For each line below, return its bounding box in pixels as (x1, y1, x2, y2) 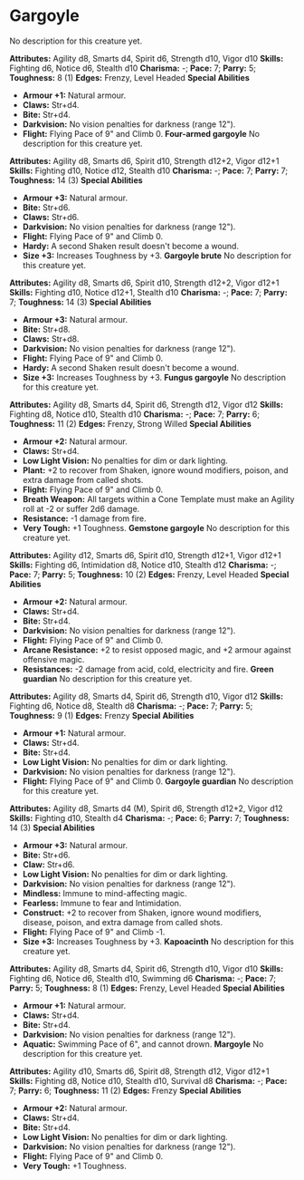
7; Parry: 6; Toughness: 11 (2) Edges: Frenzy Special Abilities (9, 1085, 242, 1096)
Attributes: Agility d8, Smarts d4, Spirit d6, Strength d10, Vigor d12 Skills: (9, 691, 283, 701)
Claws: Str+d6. (22, 211, 80, 222)
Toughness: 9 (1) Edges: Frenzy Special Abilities (9, 710, 195, 721)
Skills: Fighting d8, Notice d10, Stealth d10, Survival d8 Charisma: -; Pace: (9, 1075, 288, 1086)
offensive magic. (22, 653, 85, 664)
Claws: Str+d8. (22, 333, 80, 344)
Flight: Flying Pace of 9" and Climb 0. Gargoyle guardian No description (22, 776, 294, 787)
